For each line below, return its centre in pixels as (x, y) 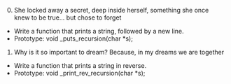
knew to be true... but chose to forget (68, 17)
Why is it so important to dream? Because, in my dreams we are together (119, 52)
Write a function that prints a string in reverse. (80, 65)
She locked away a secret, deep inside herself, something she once (111, 10)
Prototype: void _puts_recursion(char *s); (73, 38)
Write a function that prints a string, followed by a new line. (99, 31)
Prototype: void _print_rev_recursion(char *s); (79, 73)
